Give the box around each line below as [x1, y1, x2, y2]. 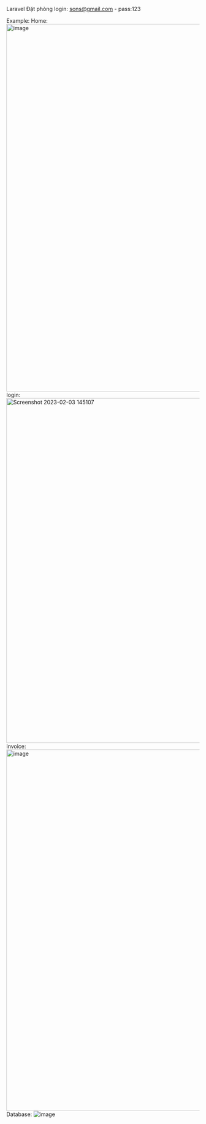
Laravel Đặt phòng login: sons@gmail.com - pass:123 [6, 6, 141, 12]
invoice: [6, 743, 26, 750]
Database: [6, 1110, 32, 1118]
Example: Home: [6, 17, 48, 24]
